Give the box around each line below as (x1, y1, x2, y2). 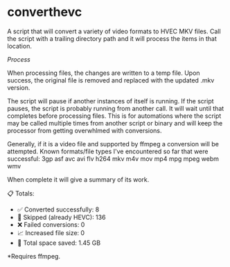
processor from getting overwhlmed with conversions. (7, 126, 162, 135)
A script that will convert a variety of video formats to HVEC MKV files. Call (7, 27, 221, 35)
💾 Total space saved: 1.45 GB (17, 239, 101, 247)
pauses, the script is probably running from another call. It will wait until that (7, 104, 224, 112)
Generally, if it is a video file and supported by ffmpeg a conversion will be (7, 139, 220, 148)
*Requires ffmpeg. (7, 252, 61, 260)
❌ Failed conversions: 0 (17, 220, 85, 229)
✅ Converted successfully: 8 (17, 205, 100, 214)
